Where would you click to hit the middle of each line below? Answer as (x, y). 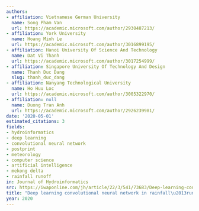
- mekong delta (25, 171)
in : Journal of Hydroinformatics (47, 182)
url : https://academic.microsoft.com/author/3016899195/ (83, 45)
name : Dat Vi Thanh (36, 56)
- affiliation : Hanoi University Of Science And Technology (82, 50)
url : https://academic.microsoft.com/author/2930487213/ (83, 28)
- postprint (21, 149)
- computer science (30, 160)
